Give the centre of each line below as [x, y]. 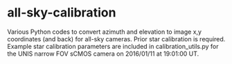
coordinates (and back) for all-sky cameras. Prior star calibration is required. [116, 39]
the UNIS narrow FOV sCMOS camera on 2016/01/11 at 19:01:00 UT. [103, 54]
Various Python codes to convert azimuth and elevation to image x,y [105, 32]
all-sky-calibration [62, 13]
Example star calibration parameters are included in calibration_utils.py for [113, 46]
